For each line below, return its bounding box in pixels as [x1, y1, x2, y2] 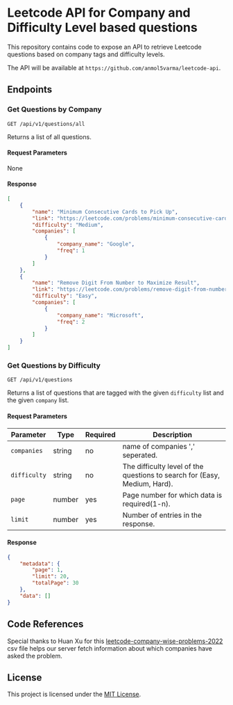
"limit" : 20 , [32, 573, 70, 580]
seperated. [122, 450, 158, 460]
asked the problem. [7, 651, 62, 660]
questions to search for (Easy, [122, 470, 221, 480]
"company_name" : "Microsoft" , [56, 312, 144, 319]
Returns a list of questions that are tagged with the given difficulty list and [7, 388, 224, 397]
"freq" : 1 [56, 247, 85, 255]
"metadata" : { [19, 560, 60, 567]
